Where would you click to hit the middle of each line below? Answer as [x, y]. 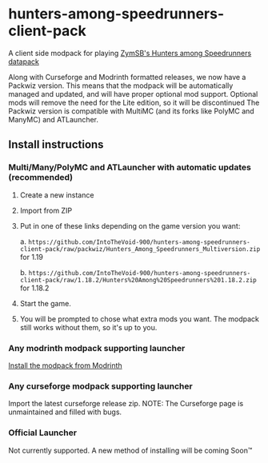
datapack [24, 62]
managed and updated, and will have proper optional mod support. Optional [133, 94]
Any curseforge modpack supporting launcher [101, 386]
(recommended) [41, 178]
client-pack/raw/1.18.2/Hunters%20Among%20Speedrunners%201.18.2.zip [138, 280]
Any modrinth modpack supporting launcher [97, 348]
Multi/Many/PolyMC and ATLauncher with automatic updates [130, 167]
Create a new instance [57, 195]
